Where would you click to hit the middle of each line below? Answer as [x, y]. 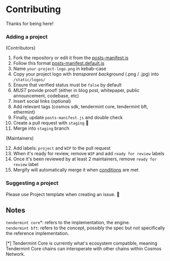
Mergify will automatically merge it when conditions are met [76, 170]
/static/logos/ [29, 80]
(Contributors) [21, 48]
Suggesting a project [32, 183]
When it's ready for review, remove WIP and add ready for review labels [89, 154]
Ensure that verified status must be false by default [67, 85]
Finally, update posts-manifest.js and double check [68, 117]
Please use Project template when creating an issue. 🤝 [63, 194]
